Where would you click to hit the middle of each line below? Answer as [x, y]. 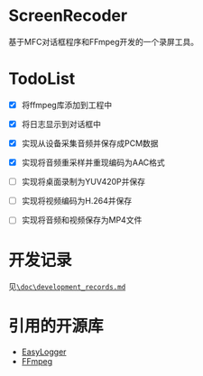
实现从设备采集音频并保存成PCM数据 [90, 143]
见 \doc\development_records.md [67, 287]
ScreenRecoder [68, 16]
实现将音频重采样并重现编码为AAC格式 [93, 162]
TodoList [42, 79]
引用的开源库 [56, 326]
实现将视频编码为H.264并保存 [77, 201]
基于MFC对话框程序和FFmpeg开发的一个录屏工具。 [104, 41]
